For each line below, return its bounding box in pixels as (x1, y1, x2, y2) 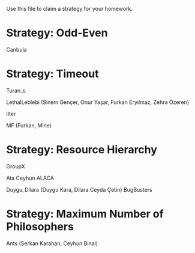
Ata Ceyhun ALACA (6, 174, 55, 181)
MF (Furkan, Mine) (6, 121, 52, 129)
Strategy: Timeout (6, 67, 99, 81)
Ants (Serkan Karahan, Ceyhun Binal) (6, 240, 98, 247)
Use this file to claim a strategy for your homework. (6, 5, 133, 12)
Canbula (6, 46, 27, 53)
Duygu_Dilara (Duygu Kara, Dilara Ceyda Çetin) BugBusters (6, 186, 152, 193)
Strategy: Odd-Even (6, 26, 108, 40)
